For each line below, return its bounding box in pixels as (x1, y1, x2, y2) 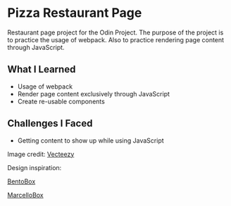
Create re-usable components (17, 97, 106, 105)
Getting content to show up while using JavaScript (17, 136, 164, 145)
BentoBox (7, 177, 36, 186)
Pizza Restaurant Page (7, 5, 142, 21)
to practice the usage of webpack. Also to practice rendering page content (7, 35, 224, 44)
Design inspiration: (7, 163, 62, 172)
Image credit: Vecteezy (7, 150, 75, 158)
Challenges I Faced (7, 117, 93, 129)
